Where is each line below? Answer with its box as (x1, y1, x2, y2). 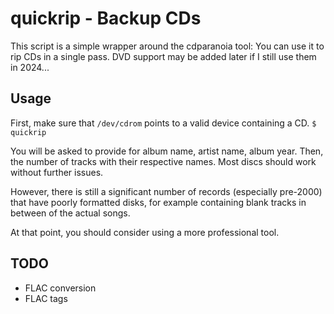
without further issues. (10, 166, 104, 178)
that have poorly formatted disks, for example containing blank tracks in (10, 196, 307, 208)
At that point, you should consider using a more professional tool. (10, 226, 280, 238)
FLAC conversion (24, 282, 97, 294)
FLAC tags (24, 292, 68, 304)
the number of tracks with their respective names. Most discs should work (10, 155, 317, 167)
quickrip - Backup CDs (10, 7, 202, 30)
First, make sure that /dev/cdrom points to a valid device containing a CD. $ (10, 117, 317, 129)
